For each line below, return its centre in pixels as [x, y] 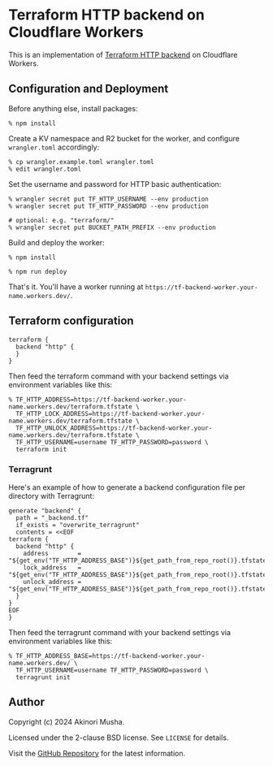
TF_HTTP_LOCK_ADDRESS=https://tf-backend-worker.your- [110, 413]
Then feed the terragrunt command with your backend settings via [120, 632]
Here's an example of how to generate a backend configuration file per [127, 487]
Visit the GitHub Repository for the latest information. [97, 753]
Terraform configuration [71, 321]
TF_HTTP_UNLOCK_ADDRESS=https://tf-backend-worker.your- [114, 428]
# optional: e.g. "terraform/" [61, 220]
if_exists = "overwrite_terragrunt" [78, 525]
